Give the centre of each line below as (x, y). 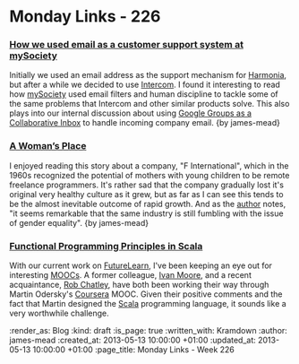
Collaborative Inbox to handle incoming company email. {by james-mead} (145, 123)
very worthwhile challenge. (59, 313)
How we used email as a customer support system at (127, 45)
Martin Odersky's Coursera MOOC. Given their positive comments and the (146, 294)
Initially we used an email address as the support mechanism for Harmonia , (148, 75)
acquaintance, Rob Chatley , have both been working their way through (139, 285)
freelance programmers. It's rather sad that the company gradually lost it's (147, 185)
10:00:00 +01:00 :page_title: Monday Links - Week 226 (134, 350)
